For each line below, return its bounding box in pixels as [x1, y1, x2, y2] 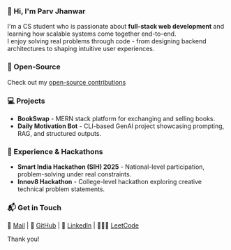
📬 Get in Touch [7, 203, 61, 213]
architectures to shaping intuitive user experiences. [7, 45, 155, 53]
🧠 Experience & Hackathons [7, 146, 103, 156]
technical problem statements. [17, 185, 105, 193]
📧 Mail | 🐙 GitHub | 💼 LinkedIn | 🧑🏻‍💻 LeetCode [7, 221, 140, 230]
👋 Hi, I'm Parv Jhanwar [7, 6, 86, 16]
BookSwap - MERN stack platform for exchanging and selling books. [17, 114, 216, 123]
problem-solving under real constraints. [17, 170, 132, 179]
